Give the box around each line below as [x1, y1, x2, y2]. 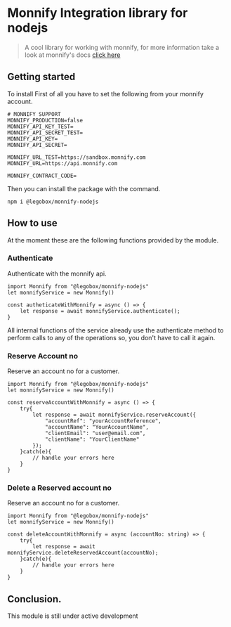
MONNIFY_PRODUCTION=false [7, 117, 83, 124]
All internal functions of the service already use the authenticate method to [7, 325, 224, 335]
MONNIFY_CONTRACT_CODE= [7, 172, 77, 179]
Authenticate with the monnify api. [7, 269, 107, 278]
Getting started [7, 71, 76, 83]
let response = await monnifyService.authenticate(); [20, 307, 180, 314]
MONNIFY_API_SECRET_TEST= [7, 129, 83, 136]
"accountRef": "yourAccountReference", [44, 418, 161, 425]
